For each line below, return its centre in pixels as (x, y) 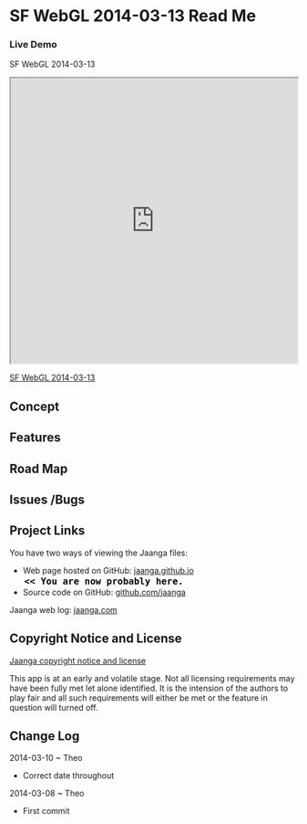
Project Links (47, 531)
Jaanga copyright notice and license (78, 660)
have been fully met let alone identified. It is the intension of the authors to (149, 688)
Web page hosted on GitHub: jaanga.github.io (108, 570)
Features (35, 438)
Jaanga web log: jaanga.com (64, 609)
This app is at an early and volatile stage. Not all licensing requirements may (152, 678)
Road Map (39, 468)
